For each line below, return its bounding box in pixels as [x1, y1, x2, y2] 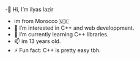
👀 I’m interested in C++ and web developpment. [13, 24, 134, 32]
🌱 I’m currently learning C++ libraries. [13, 31, 109, 38]
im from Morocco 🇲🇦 [13, 18, 69, 24]
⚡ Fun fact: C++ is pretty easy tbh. [13, 47, 101, 54]
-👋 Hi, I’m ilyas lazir [5, 6, 54, 13]
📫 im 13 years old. [13, 38, 61, 45]
